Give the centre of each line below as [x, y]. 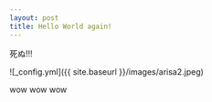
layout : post [34, 18]
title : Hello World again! [61, 26]
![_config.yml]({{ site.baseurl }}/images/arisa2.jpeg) [106, 71]
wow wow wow [38, 89]
